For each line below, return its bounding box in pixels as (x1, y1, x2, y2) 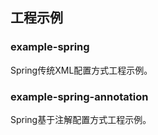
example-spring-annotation (10, 89, 149, 103)
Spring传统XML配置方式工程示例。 (10, 64, 153, 76)
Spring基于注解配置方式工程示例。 (10, 113, 152, 125)
